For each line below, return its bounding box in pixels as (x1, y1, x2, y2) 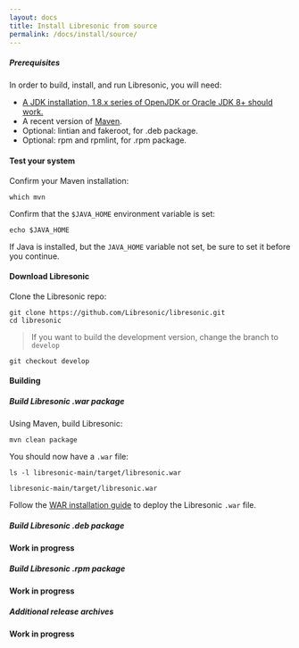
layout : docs (9, 12, 58, 22)
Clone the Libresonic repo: (9, 291, 107, 302)
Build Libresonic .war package (9, 395, 125, 406)
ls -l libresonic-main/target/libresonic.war (9, 469, 181, 478)
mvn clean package (9, 436, 78, 444)
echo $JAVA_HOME (9, 225, 70, 235)
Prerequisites (9, 57, 61, 68)
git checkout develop (9, 356, 90, 366)
